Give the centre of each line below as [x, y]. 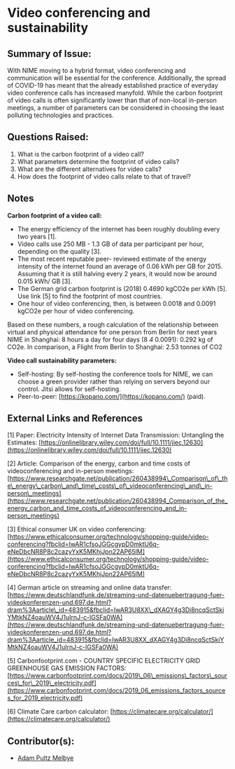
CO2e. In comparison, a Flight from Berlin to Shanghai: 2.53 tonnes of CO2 [115, 347]
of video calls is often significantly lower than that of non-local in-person [112, 100]
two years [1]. [37, 236]
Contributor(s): [41, 741]
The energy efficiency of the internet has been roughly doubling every [119, 229]
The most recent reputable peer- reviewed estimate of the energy [112, 259]
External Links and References [75, 418]
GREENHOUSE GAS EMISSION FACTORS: [67, 668]
